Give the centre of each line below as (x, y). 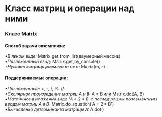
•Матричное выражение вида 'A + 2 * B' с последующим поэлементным (81, 99)
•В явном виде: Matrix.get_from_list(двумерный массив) (63, 56)
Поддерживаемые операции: (37, 78)
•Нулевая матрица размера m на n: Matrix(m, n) (55, 67)
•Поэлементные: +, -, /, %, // (35, 88)
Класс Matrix (21, 34)
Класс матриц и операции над (70, 8)
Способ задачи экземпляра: (35, 45)
